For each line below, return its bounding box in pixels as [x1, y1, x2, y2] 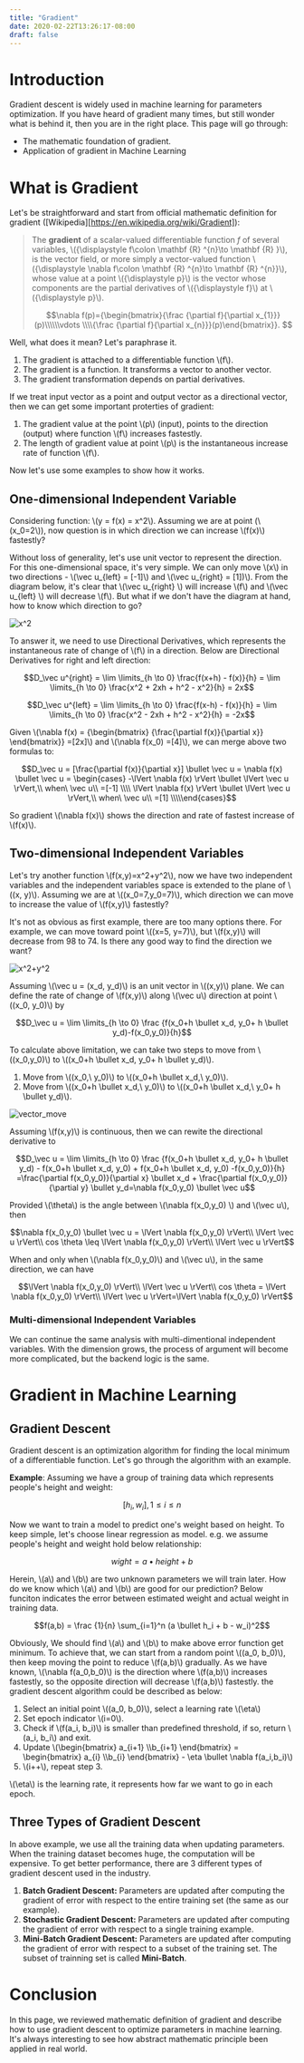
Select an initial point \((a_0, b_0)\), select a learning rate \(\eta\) [22, 1703, 261, 1714]
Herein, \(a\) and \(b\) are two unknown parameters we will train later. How [9, 1574, 287, 1584]
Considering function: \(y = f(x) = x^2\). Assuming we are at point [9, 516, 253, 527]
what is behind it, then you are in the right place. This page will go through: [9, 119, 289, 130]
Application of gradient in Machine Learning [22, 146, 187, 157]
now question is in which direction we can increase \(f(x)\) [48, 525, 265, 536]
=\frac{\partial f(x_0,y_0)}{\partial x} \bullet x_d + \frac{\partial [16, 1172, 247, 1183]
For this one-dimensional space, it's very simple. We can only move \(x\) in [9, 562, 289, 573]
